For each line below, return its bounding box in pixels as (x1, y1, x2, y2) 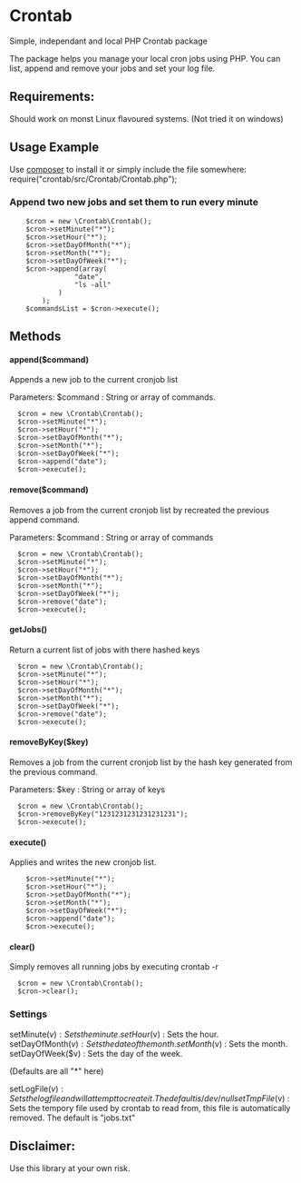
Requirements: (9, 89, 95, 104)
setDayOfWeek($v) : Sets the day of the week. (9, 1048, 183, 1059)
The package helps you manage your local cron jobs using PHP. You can (9, 53, 281, 64)
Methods (9, 329, 62, 344)
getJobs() (9, 624, 48, 635)
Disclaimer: (9, 1138, 75, 1154)
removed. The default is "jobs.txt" (9, 1112, 136, 1123)
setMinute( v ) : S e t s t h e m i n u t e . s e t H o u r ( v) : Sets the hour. (9, 1029, 219, 1039)
